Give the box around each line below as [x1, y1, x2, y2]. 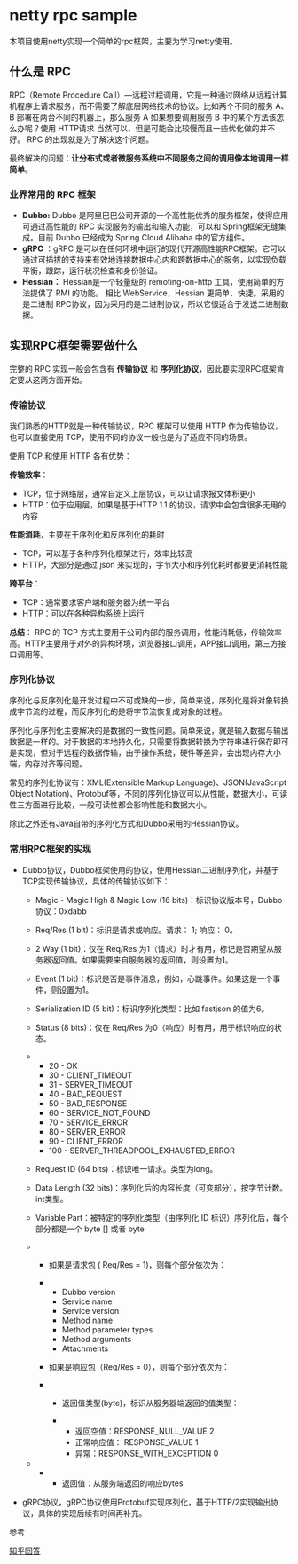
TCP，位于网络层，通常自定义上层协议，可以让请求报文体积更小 [21, 489, 255, 499]
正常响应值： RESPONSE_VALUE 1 [74, 1436, 199, 1447]
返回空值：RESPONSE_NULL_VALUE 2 [74, 1426, 215, 1436]
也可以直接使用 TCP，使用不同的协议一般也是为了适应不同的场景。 [9, 432, 253, 443]
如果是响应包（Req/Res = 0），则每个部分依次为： [48, 1361, 231, 1371]
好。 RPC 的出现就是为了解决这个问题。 [9, 134, 154, 145]
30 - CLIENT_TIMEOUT [48, 1070, 133, 1081]
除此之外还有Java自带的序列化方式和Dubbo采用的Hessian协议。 [9, 818, 244, 829]
